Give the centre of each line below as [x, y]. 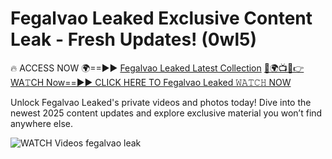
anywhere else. [41, 123]
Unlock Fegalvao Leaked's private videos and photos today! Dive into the [161, 102]
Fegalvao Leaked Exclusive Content [161, 18]
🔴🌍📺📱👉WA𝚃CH [284, 68]
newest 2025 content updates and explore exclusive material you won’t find [166, 113]
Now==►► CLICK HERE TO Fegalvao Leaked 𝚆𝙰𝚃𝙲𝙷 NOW [169, 82]
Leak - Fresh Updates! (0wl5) [133, 39]
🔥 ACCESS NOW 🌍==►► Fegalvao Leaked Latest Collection [136, 68]
